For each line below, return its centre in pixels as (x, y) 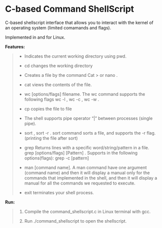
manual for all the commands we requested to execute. (80, 183)
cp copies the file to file (48, 109)
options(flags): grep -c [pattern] (57, 158)
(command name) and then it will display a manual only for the (87, 173)
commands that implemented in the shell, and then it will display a (91, 178)
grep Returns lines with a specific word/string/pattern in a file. (87, 147)
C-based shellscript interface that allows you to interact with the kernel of (79, 23)
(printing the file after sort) (51, 138)
